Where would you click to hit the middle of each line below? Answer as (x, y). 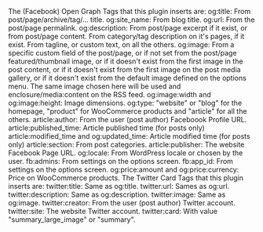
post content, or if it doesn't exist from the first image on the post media (124, 69)
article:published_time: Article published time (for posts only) (107, 128)
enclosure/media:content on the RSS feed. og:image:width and (110, 94)
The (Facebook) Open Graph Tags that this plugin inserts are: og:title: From (130, 11)
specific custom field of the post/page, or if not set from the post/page (122, 53)
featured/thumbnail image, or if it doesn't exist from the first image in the (126, 61)
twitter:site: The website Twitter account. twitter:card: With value (113, 211)
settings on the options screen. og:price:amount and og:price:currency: (124, 169)
